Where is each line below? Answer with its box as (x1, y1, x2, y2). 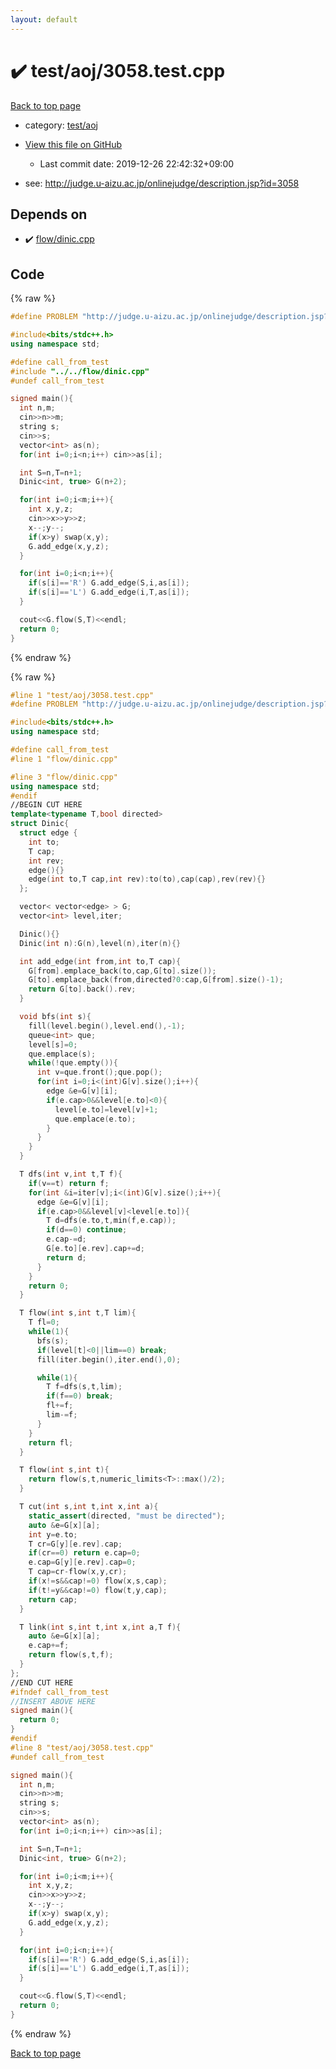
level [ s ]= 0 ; (28, 1039, 78, 1050)
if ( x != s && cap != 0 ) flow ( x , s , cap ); (28, 1576, 168, 1586)
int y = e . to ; (28, 1529, 78, 1540)
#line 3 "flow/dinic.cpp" (10, 772, 118, 782)
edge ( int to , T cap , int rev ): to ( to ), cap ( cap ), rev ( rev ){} (28, 874, 267, 885)
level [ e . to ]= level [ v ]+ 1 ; (54, 1104, 159, 1115)
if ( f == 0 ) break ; (46, 1391, 114, 1401)
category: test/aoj (24, 119, 98, 131)
